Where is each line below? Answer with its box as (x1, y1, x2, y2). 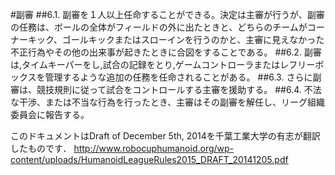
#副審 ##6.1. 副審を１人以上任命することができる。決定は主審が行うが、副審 (10, 9, 325, 20)
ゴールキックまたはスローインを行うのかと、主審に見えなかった (61, 34, 325, 45)
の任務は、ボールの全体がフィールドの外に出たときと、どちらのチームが (10, 21, 308, 33)
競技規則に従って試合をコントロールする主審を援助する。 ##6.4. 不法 (36, 84, 322, 95)
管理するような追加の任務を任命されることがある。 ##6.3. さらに (44, 71, 313, 83)
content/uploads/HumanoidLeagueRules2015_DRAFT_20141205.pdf (10, 154, 289, 165)
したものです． (10, 143, 72, 154)
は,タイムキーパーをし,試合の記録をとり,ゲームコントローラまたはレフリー (10, 59, 316, 70)
